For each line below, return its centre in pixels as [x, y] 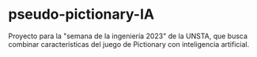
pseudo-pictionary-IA [81, 14]
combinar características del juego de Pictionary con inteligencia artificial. [129, 44]
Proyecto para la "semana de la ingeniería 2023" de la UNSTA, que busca [128, 36]
